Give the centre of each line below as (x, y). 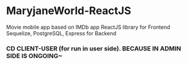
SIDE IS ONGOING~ (34, 56)
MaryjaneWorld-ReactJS (69, 11)
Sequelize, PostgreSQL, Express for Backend (61, 33)
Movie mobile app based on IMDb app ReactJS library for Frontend (88, 27)
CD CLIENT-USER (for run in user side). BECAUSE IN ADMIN (94, 48)
